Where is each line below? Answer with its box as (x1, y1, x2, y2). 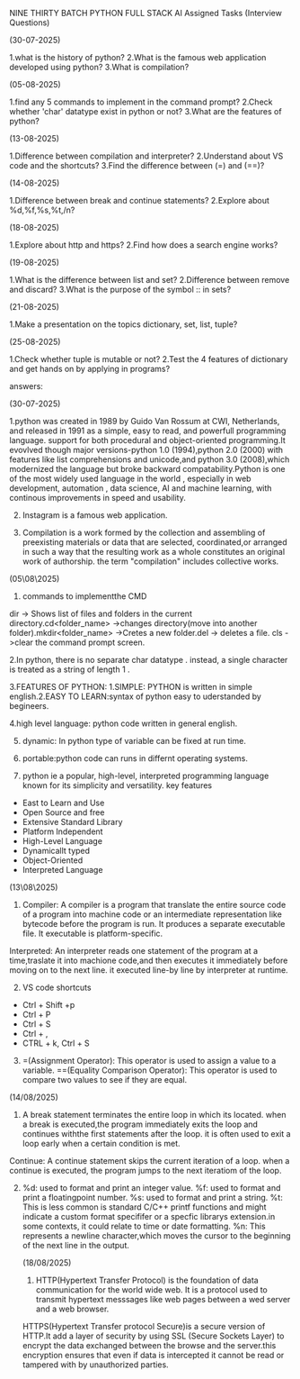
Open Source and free (22, 807, 105, 818)
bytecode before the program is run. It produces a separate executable (22, 919, 286, 929)
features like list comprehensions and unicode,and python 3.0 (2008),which (9, 454, 290, 465)
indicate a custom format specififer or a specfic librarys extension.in (22, 1211, 276, 1221)
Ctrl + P (22, 1009, 51, 1020)
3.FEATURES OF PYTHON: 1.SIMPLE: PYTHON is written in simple (9, 682, 253, 692)
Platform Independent (22, 826, 103, 837)
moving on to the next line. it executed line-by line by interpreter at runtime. (9, 965, 289, 975)
